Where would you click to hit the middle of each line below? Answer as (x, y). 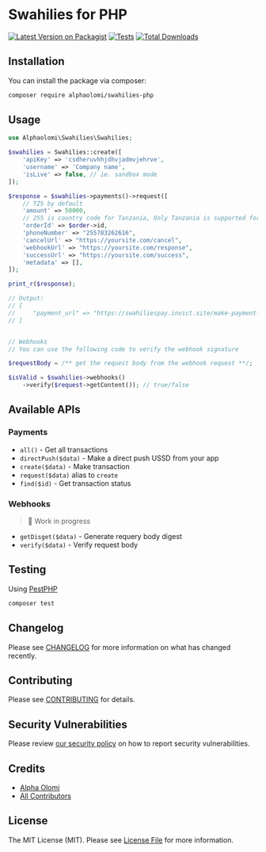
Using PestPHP (33, 589)
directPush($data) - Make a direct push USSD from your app (119, 458)
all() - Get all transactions (64, 449)
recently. (23, 655)
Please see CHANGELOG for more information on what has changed (120, 647)
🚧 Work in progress (59, 522)
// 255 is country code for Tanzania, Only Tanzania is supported (134, 218)
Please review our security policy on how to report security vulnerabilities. (129, 743)
